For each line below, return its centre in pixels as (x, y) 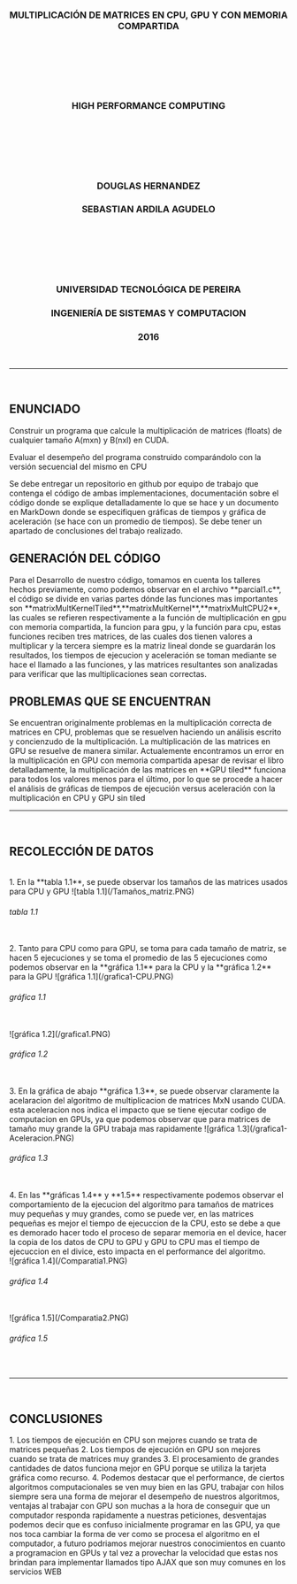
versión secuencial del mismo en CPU (78, 466)
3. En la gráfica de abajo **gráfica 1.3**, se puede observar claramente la (145, 1091)
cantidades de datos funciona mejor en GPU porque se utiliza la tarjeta (138, 1468)
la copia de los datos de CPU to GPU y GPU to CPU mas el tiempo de (135, 1242)
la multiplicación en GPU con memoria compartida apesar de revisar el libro (147, 760)
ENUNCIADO (45, 409)
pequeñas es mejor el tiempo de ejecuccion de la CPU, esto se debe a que (145, 1223)
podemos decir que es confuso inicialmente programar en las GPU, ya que (145, 1525)
